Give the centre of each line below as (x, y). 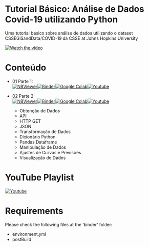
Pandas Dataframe (38, 142)
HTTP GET (30, 121)
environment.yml (29, 234)
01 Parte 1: (22, 81)
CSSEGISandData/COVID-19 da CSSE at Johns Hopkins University (72, 38)
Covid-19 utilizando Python (62, 19)
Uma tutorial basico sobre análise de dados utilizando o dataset (69, 33)
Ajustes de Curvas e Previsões (50, 152)
